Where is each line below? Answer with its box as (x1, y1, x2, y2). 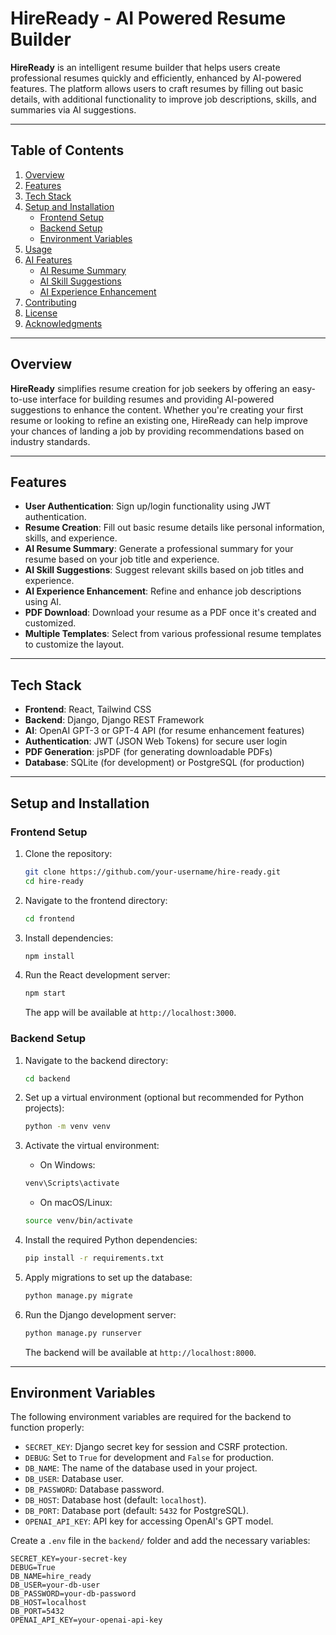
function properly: (10, 1422, 85, 1434)
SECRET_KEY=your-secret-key (10, 1554, 128, 1564)
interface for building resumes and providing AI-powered (39, 393, 275, 405)
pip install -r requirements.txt (24, 1253, 165, 1264)
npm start (24, 988, 67, 999)
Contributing (24, 296, 77, 308)
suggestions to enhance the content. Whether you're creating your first (10, 403, 304, 416)
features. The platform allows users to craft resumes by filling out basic (10, 82, 304, 94)
